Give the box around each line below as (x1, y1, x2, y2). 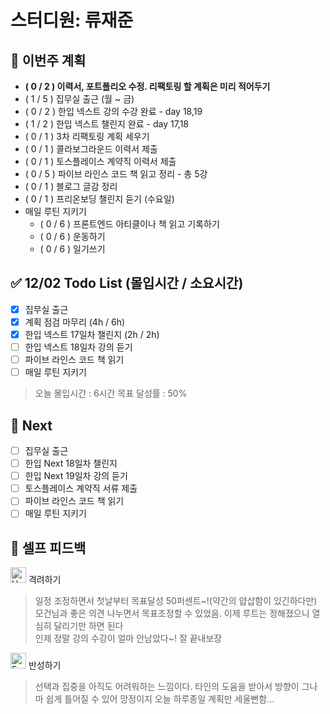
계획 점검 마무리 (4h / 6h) (24, 316, 126, 328)
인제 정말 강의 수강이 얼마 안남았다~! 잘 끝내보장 (34, 632, 223, 645)
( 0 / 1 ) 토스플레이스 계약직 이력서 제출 (24, 156, 177, 167)
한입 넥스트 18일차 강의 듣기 (24, 341, 133, 353)
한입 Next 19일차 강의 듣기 (24, 470, 128, 482)
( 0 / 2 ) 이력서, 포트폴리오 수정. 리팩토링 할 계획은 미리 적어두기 (24, 81, 271, 92)
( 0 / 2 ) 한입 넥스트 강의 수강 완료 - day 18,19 (24, 106, 203, 117)
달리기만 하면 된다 (53, 620, 124, 632)
